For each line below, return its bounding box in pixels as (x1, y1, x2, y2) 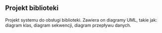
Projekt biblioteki (5, 4, 58, 12)
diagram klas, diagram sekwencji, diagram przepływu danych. (5, 22, 131, 28)
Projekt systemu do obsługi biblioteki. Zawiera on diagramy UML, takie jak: (5, 17, 158, 23)
